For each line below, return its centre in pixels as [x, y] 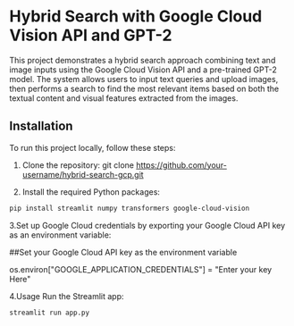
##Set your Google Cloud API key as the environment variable [123, 252]
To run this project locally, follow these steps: [92, 147]
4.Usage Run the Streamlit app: [67, 296]
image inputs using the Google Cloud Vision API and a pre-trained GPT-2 [143, 70]
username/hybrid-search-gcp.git [83, 174]
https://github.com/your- [181, 165]
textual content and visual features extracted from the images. [124, 98]
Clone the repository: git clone [78, 165]
